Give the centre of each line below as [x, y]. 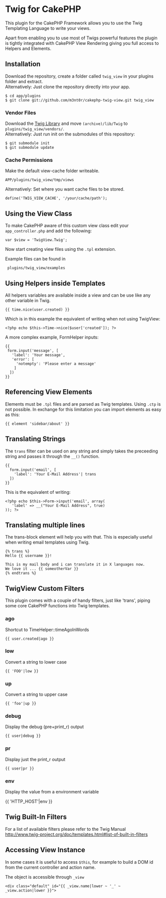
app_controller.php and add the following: [49, 231]
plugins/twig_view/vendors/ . [35, 129]
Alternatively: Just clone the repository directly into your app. [68, 87]
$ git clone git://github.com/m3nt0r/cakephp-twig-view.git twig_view [80, 100]
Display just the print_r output [35, 759]
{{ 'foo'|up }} [21, 704]
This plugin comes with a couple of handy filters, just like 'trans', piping [78, 600]
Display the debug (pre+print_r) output [45, 727]
